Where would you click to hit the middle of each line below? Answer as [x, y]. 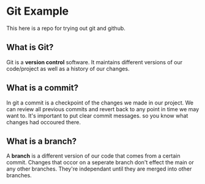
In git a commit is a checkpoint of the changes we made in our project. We [100, 103]
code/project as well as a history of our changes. [68, 68]
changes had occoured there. [44, 122]
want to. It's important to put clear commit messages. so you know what [97, 116]
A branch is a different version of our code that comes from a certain [93, 156]
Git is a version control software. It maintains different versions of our [94, 62]
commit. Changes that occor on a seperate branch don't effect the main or [100, 163]
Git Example [38, 11]
